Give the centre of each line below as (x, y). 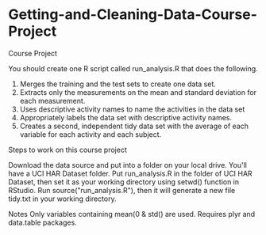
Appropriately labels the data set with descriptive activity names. (126, 117)
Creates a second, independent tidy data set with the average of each (134, 126)
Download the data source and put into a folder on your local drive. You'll (128, 165)
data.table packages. (42, 222)
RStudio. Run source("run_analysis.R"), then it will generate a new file (122, 190)
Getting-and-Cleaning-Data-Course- (133, 15)
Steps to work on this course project (67, 150)
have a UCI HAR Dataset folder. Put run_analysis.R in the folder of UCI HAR (130, 173)
